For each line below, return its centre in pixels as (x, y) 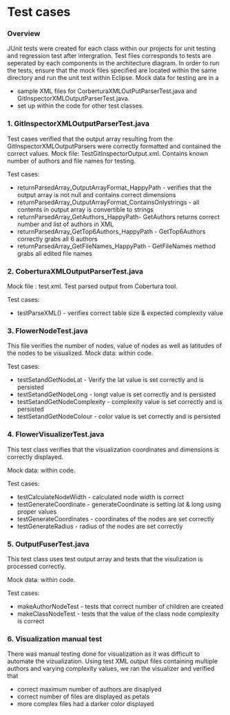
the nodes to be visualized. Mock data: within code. (80, 353)
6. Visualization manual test (55, 638)
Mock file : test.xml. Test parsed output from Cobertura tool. (92, 286)
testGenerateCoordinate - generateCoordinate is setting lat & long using (119, 504)
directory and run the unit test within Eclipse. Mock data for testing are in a (113, 78)
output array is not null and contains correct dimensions (96, 194)
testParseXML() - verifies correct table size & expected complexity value (120, 313)
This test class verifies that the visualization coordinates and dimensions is (113, 450)
